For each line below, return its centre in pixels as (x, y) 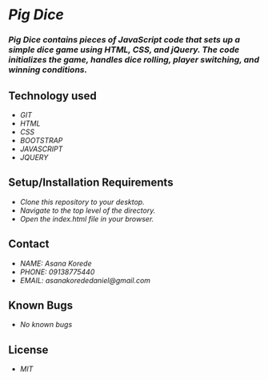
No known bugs (46, 325)
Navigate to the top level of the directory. (88, 210)
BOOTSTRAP (41, 140)
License (28, 350)
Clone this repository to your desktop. (82, 202)
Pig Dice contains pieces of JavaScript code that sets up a (124, 40)
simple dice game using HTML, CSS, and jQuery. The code (124, 50)
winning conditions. (48, 70)
